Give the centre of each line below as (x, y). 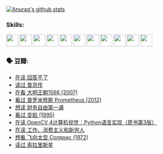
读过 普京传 (29, 84)
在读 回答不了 (31, 77)
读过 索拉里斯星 (34, 144)
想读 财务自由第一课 (39, 107)
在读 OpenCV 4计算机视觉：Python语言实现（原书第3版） (86, 122)
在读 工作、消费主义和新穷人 (50, 129)
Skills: (16, 25)
